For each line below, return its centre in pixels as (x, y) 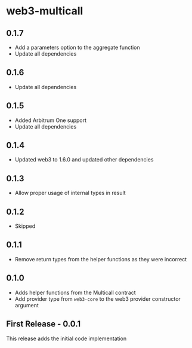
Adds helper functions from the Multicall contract (75, 292)
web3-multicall (45, 11)
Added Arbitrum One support (51, 120)
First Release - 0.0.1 (44, 324)
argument (27, 305)
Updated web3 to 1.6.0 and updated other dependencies (84, 160)
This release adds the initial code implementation (66, 338)
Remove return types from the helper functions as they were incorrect (101, 259)
